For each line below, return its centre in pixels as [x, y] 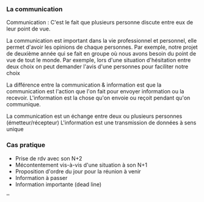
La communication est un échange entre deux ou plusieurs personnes [94, 116]
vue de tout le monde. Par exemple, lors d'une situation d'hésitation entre [99, 60]
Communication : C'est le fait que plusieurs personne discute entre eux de [100, 23]
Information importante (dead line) [58, 184]
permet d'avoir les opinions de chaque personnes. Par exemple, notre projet [102, 47]
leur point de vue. [28, 29]
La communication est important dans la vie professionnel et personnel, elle [102, 41]
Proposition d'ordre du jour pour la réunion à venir [78, 171]
